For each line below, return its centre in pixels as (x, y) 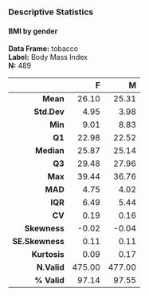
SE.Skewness (39, 242)
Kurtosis (48, 255)
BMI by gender (33, 31)
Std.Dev (49, 112)
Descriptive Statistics (51, 12)
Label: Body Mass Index (48, 57)
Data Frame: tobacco (43, 49)
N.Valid (51, 267)
